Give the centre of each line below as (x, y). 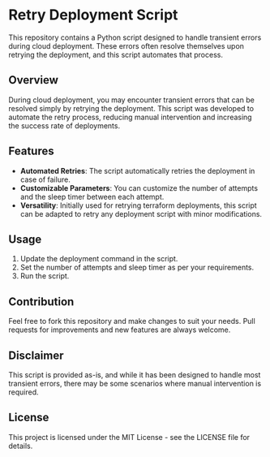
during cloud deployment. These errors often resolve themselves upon (126, 45)
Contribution (41, 302)
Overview (34, 80)
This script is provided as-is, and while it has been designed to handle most (135, 375)
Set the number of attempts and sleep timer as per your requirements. (137, 267)
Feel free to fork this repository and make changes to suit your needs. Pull (132, 321)
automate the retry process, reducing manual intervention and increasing (131, 117)
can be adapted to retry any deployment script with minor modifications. (141, 213)
